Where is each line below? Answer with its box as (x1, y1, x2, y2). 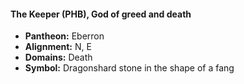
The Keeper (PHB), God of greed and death (10, 8, 192, 20)
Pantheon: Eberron (24, 30, 105, 42)
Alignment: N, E (24, 41, 92, 53)
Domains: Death (24, 51, 93, 64)
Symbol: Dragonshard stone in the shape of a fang (24, 62, 235, 74)
